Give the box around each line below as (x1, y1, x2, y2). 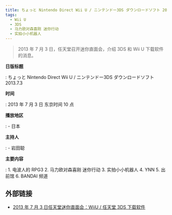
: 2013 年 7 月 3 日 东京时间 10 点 (5, 101, 74, 107)
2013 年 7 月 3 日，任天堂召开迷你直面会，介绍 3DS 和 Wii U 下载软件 (17, 46, 164, 52)
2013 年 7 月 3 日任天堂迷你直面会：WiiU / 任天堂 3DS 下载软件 (12, 204, 146, 210)
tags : (5, 12, 17, 17)
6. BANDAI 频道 (15, 173, 48, 179)
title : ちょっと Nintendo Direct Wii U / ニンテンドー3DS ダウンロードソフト (5, 7, 160, 13)
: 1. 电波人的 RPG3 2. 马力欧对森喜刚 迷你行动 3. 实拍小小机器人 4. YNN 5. (5, 167, 160, 173)
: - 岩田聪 (5, 145, 25, 151)
